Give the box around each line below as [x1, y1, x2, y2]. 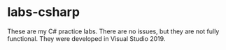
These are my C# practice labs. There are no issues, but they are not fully [7, 27, 220, 35]
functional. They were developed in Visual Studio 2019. [7, 34, 166, 42]
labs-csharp [7, 4, 80, 20]
